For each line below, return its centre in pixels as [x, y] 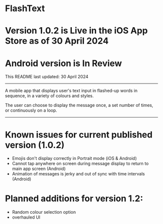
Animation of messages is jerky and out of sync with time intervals [78, 174]
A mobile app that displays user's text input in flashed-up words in [71, 91]
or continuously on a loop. [31, 110]
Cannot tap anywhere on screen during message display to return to [80, 164]
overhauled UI [26, 217]
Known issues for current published [79, 135]
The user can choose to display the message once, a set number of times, [79, 105]
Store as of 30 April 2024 [57, 41]
